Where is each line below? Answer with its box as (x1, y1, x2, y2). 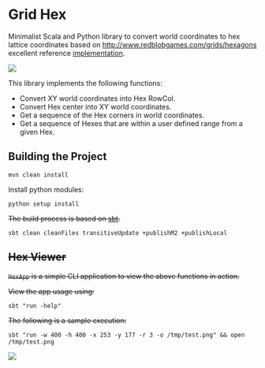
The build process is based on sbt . (8, 214, 121, 223)
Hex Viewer (8, 251, 67, 264)
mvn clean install (8, 171, 69, 179)
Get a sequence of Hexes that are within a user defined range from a (19, 118, 243, 128)
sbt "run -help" (8, 302, 62, 310)
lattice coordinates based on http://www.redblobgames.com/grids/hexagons (8, 39, 257, 49)
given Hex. (19, 127, 55, 136)
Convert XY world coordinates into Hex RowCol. (19, 93, 176, 103)
